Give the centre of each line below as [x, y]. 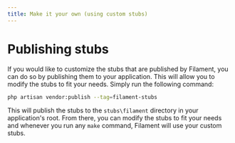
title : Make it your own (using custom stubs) [78, 14]
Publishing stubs [58, 49]
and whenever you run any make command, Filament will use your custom [115, 126]
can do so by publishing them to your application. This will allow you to [111, 76]
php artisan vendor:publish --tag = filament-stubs [83, 97]
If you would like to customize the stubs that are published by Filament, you [118, 69]
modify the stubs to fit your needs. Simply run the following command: [111, 84]
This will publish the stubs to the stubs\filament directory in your [103, 110]
